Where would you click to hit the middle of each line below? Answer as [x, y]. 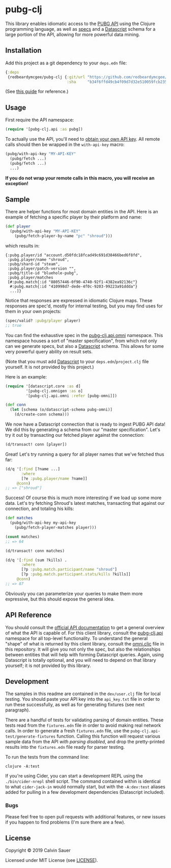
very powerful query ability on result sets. [49, 351]
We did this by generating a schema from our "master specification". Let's [83, 430]
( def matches [19, 518]
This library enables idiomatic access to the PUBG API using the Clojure [80, 24]
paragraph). [18, 710]
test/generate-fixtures [31, 737]
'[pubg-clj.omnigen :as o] [54, 391]
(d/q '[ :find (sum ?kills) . [36, 560]
